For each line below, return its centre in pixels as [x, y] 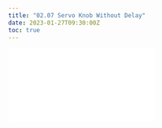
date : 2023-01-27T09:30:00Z [54, 23]
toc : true [24, 30]
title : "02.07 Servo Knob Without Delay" [77, 15]
